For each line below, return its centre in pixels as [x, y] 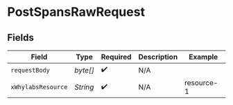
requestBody [31, 70]
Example [204, 57]
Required [116, 57]
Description [158, 57]
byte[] [84, 70]
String [84, 87]
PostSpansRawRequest [76, 12]
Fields [21, 38]
